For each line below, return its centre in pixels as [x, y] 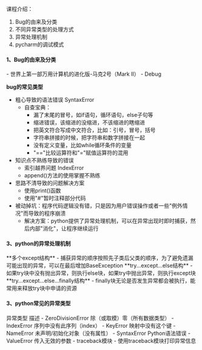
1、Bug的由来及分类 [31, 59]
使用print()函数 [43, 191]
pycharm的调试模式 [39, 45]
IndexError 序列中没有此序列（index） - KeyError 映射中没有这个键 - [91, 325]
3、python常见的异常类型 [39, 303]
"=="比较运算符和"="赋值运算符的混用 [81, 153]
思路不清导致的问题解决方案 [50, 183]
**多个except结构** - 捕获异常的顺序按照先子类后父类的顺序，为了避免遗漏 [100, 258]
